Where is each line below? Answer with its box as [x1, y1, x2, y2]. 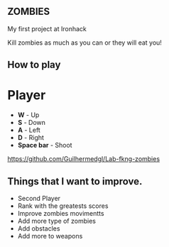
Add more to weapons [17, 231, 83, 240]
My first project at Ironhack [7, 24, 87, 33]
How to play [7, 59, 61, 71]
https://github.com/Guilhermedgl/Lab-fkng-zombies [7, 155, 160, 163]
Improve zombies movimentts [17, 209, 104, 217]
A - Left [17, 126, 40, 134]
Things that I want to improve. [7, 175, 143, 187]
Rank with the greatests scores [17, 202, 109, 210]
